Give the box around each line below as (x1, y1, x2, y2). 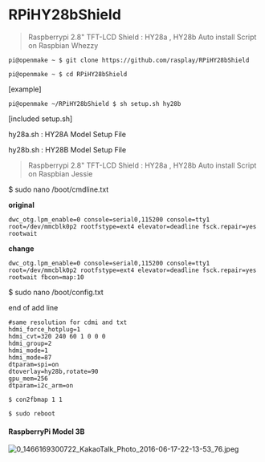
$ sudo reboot (8, 409, 56, 418)
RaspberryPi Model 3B (8, 427, 85, 436)
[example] (8, 84, 42, 94)
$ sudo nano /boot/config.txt (8, 287, 104, 297)
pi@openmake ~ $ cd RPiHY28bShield (8, 70, 128, 78)
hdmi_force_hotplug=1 (8, 325, 81, 334)
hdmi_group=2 (8, 339, 52, 347)
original (8, 200, 35, 209)
